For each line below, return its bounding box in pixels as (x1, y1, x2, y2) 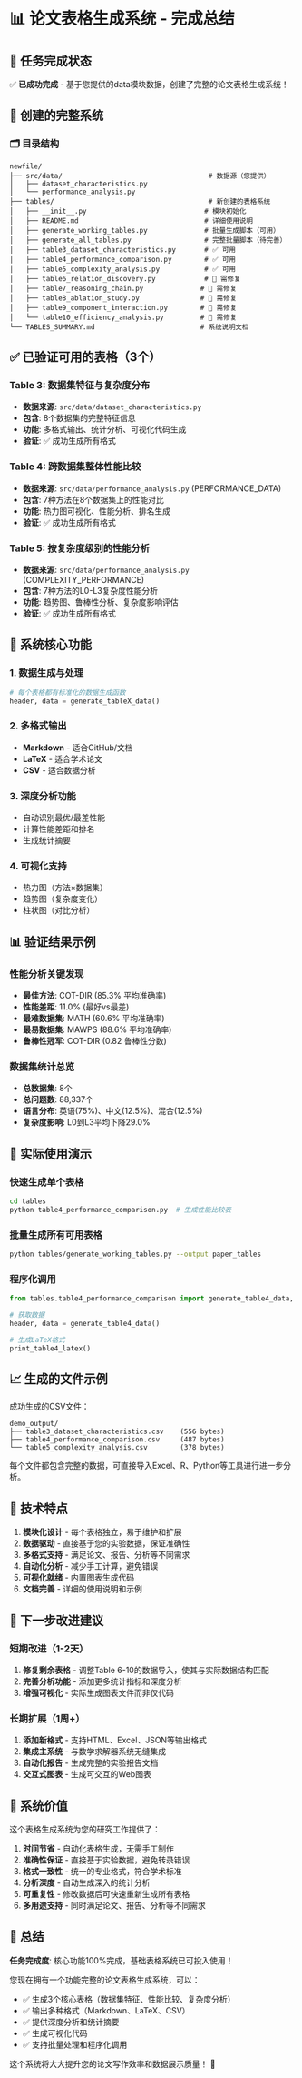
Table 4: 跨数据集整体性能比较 (9, 460, 141, 473)
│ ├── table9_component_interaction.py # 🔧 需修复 (9, 303, 238, 312)
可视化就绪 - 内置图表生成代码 (22, 1572, 135, 1583)
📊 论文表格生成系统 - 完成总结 (9, 8, 236, 29)
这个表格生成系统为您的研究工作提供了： (9, 1823, 161, 1834)
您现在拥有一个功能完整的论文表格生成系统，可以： (9, 1974, 200, 1985)
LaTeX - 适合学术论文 (22, 753, 102, 764)
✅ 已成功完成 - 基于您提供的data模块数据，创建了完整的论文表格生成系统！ (9, 79, 290, 89)
